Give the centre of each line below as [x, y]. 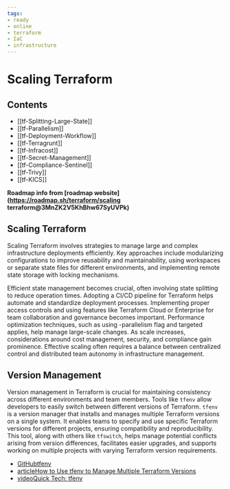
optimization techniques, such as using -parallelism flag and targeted [105, 324]
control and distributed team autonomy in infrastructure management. [106, 354]
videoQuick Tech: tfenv [50, 478]
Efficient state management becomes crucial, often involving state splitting [113, 288]
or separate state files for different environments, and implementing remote [114, 267]
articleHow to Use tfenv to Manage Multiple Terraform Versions [106, 470]
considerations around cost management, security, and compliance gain [109, 339]
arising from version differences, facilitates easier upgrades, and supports [112, 443]
